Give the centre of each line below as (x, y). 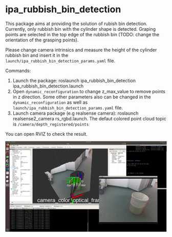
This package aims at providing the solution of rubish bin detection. (76, 24)
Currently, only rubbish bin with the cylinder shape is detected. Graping (81, 29)
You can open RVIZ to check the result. (47, 134)
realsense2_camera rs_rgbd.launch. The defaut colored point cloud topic (89, 118)
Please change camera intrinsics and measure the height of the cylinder (81, 50)
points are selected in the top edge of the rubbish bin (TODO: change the (82, 34)
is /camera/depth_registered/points (51, 124)
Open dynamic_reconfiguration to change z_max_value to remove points (89, 91)
